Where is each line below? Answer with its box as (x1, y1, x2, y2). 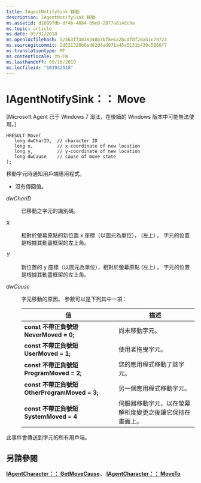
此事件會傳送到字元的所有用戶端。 (6, 434, 90, 441)
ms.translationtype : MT (6, 48, 66, 54)
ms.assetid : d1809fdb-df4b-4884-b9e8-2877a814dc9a (6, 20, 135, 26)
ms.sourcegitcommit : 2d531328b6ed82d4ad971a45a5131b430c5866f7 (6, 43, 167, 49)
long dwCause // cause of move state (14, 154, 117, 160)
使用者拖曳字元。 (118, 346, 167, 354)
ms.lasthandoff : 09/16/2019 (6, 59, 77, 65)
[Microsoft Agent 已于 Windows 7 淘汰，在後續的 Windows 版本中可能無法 (6, 113, 190, 121)
